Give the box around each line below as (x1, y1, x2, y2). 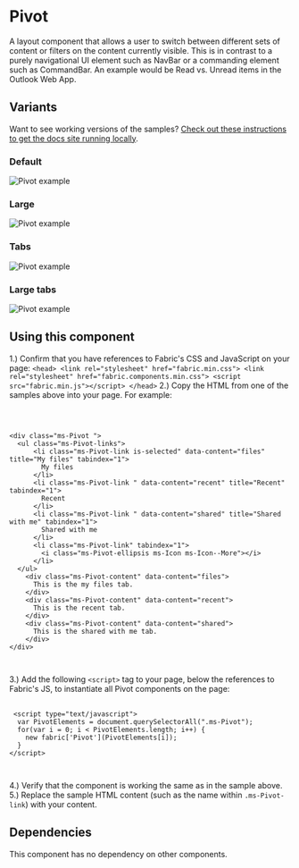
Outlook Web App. (9, 73, 77, 84)
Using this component (9, 329, 136, 345)
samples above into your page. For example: (9, 389, 172, 400)
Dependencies (9, 825, 92, 840)
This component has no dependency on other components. (9, 848, 228, 859)
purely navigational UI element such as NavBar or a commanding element (9, 55, 279, 65)
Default (9, 155, 43, 167)
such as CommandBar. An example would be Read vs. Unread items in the (9, 64, 282, 75)
